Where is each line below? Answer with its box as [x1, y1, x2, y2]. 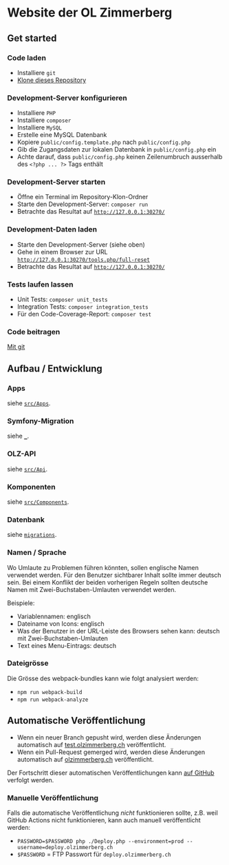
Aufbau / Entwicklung [7, 363, 103, 374]
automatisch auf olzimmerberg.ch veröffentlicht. [17, 755, 154, 763]
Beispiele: [7, 598, 35, 607]
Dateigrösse [7, 658, 50, 668]
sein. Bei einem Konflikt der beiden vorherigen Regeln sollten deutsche [7, 578, 208, 587]
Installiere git [17, 68, 56, 77]
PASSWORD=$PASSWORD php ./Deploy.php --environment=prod [17, 837, 184, 845]
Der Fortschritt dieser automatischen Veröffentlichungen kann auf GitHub [7, 769, 215, 777]
